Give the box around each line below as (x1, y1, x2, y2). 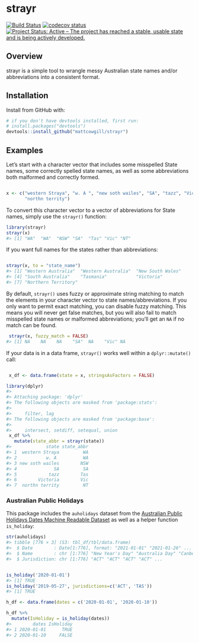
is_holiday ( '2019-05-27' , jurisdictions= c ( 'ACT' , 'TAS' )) (6, 583, 152, 589)
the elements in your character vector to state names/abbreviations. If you (6, 296, 187, 303)
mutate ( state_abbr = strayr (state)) (14, 438, 105, 444)
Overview (6, 51, 43, 61)
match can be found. (6, 321, 57, 328)
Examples (6, 145, 43, 156)
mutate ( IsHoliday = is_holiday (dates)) (11, 616, 110, 622)
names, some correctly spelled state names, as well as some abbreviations (6, 167, 189, 174)
